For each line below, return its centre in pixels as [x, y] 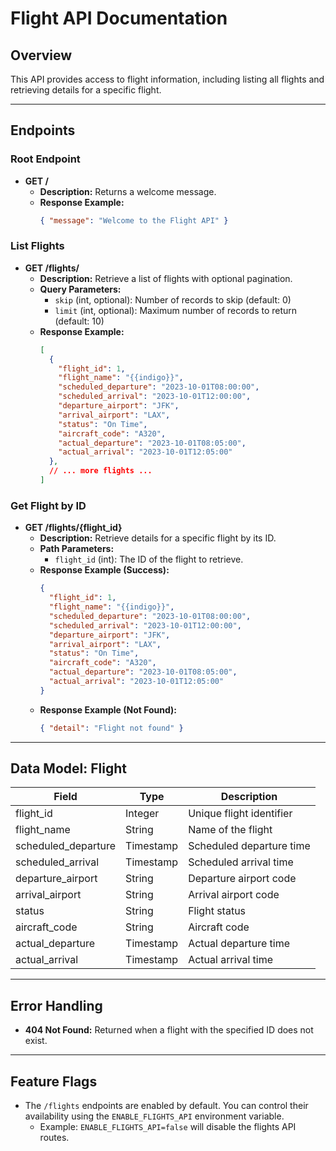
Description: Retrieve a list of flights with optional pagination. [166, 278]
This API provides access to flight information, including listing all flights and [167, 79]
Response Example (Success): [104, 570]
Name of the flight [230, 830]
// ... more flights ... [100, 471]
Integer [142, 814]
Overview [41, 55]
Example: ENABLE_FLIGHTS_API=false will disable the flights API [168, 1127]
